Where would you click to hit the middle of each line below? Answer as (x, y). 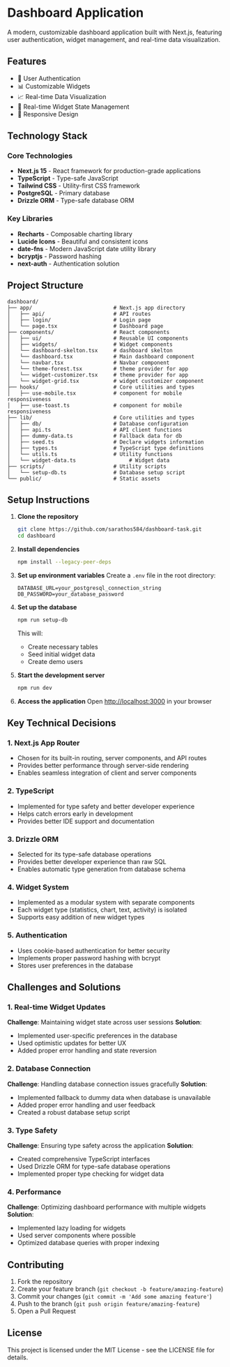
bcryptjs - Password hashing (60, 256)
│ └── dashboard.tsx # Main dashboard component (101, 356)
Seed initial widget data (61, 654)
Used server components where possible (76, 1235)
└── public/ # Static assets (84, 478)
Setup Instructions (48, 500)
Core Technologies (40, 156)
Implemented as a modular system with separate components (106, 902)
